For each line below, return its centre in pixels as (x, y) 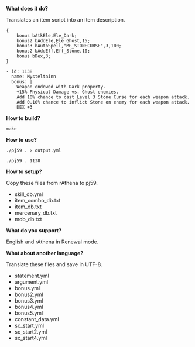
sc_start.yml (29, 325)
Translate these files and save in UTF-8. (54, 264)
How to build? (23, 118)
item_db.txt (28, 207)
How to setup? (24, 171)
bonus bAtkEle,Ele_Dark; (47, 36)
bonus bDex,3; (34, 56)
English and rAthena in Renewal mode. (52, 242)
